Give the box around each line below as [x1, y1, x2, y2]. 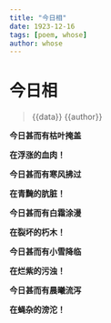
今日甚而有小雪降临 [9, 247, 82, 257]
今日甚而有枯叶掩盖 [9, 130, 82, 141]
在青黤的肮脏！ [9, 188, 66, 199]
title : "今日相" [9, 13, 67, 23]
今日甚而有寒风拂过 [9, 169, 82, 180]
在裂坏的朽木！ [9, 227, 66, 237]
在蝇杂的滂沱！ [9, 304, 66, 315]
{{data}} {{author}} [31, 111, 103, 123]
